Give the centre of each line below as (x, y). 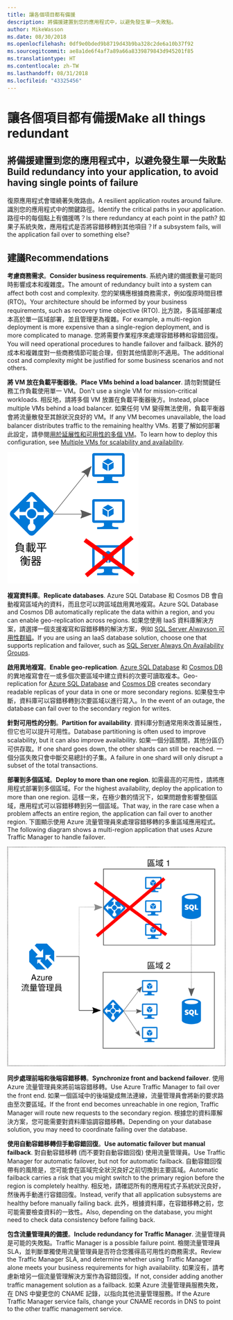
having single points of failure (73, 183)
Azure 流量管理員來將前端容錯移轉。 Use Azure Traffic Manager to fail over (114, 1087)
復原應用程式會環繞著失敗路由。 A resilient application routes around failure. (115, 200)
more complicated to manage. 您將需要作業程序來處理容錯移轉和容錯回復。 (114, 335)
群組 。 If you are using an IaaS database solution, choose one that (113, 638)
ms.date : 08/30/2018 (37, 37)
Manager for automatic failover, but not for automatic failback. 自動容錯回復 (115, 1162)
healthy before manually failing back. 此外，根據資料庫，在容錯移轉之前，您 (115, 1203)
